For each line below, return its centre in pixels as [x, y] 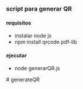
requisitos [19, 23]
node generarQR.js [37, 69]
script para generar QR [39, 9]
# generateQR [23, 80]
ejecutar [17, 55]
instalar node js [33, 36]
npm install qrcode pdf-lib [46, 42]
